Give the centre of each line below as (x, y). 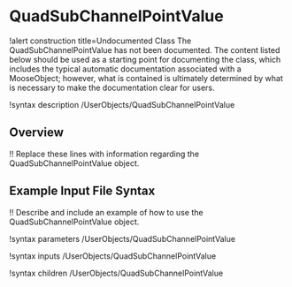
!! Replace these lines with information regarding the (104, 154)
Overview (37, 133)
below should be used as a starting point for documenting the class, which (145, 59)
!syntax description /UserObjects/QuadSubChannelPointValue (122, 104)
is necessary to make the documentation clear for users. (112, 87)
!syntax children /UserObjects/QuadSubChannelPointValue (116, 273)
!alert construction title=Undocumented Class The (100, 41)
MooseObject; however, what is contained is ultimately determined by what (146, 78)
